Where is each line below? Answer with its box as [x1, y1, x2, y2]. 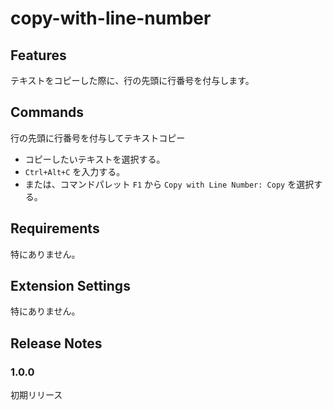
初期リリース [10, 389, 63, 401]
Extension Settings [10, 278, 131, 295]
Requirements [10, 220, 100, 237]
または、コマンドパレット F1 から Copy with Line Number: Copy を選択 [24, 178, 315, 190]
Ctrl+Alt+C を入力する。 [24, 165, 126, 177]
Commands [10, 104, 85, 121]
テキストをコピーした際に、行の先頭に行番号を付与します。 [10, 75, 255, 86]
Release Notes [10, 335, 103, 352]
